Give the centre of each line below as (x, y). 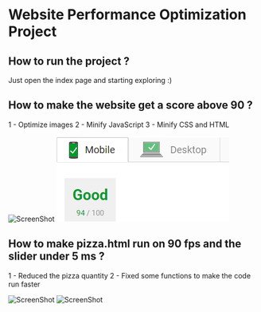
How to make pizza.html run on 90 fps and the (125, 244)
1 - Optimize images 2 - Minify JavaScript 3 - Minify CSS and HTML (119, 124)
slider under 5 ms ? (56, 257)
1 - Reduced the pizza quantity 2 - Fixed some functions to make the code (130, 275)
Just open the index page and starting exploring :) (90, 80)
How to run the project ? (69, 61)
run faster (24, 284)
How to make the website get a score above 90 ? (130, 105)
